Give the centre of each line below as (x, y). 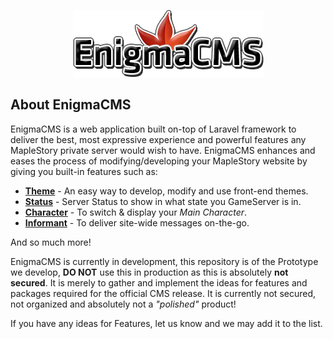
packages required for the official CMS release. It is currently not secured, (163, 293)
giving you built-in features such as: (84, 171)
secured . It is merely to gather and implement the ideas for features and (159, 282)
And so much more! (51, 242)
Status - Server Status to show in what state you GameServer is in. (163, 201)
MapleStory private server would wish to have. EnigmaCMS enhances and (163, 150)
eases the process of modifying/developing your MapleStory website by (159, 161)
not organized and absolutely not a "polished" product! (123, 304)
